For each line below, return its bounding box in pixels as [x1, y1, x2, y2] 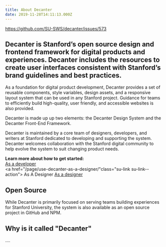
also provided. [5, 106, 35, 112]
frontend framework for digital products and [5, 48, 146, 56]
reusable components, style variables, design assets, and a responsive [5, 90, 151, 96]
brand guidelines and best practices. [5, 71, 122, 80]
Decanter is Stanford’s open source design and [5, 40, 155, 48]
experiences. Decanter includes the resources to [5, 55, 160, 64]
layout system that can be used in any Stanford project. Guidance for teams [5, 95, 161, 101]
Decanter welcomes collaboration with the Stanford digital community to [5, 140, 154, 147]
